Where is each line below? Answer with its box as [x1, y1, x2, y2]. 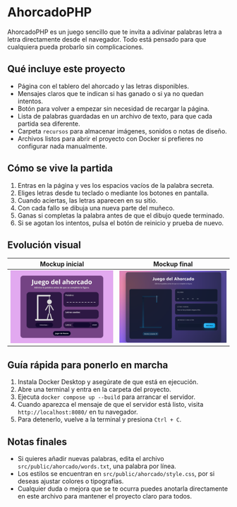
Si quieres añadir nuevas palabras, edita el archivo [17, 455, 164, 463]
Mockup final [152, 259, 193, 268]
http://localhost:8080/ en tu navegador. [17, 407, 138, 417]
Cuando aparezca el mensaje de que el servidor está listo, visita [17, 400, 204, 409]
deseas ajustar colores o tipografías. [17, 477, 124, 486]
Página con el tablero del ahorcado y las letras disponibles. [17, 82, 189, 90]
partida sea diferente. [17, 119, 80, 128]
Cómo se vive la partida [7, 162, 113, 174]
